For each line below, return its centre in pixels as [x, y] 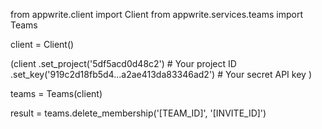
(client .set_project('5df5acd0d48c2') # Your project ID [123, 63]
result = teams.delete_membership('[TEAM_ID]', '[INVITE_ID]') [138, 113]
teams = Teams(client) [56, 93]
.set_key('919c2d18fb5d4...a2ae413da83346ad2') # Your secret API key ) [161, 74]
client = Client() [42, 44]
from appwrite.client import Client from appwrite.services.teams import [157, 14]
